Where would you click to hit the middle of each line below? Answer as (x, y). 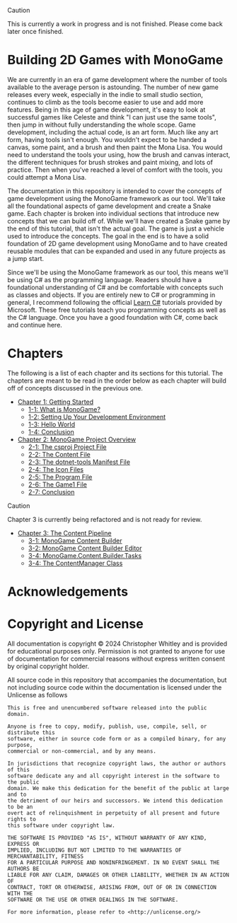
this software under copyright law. (61, 825)
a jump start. (26, 258)
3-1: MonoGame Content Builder (75, 540)
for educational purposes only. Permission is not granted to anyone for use (116, 651)
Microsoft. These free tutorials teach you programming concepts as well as (117, 310)
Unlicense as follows (37, 695)
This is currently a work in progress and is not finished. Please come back (115, 24)
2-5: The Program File (60, 477)
